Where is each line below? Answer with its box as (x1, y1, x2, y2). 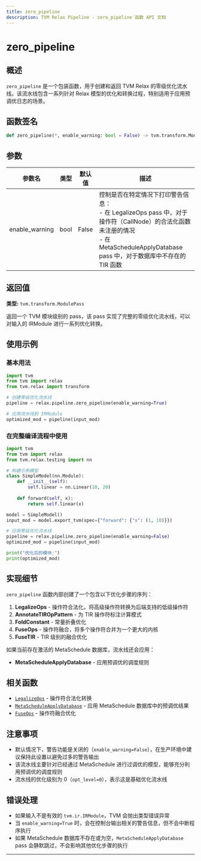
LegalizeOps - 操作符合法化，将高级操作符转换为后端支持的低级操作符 (14, 603, 188, 610)
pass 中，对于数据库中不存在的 (99, 252, 187, 260)
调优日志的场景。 (6, 97, 48, 105)
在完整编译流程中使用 (6, 432, 68, 440)
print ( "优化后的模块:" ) (6, 550, 60, 556)
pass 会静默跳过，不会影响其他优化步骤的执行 (14, 842, 129, 849)
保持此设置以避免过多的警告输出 (20, 753, 99, 761)
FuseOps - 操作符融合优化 (14, 710, 77, 717)
